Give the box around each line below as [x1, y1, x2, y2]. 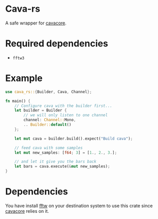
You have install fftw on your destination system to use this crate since [5, 203, 153, 209]
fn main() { [5, 98, 30, 103]
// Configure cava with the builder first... [14, 103, 113, 108]
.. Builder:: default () [23, 122, 72, 127]
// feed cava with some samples [14, 145, 83, 150]
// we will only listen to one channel [23, 113, 108, 118]
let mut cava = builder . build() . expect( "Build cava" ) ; [14, 136, 133, 141]
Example [5, 72, 43, 84]
